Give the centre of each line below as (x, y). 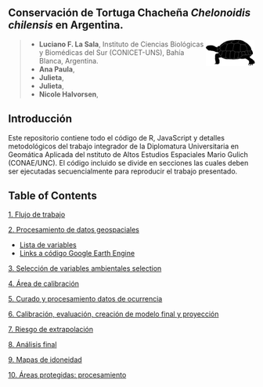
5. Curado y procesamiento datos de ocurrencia (85, 299)
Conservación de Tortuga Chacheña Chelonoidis (130, 13)
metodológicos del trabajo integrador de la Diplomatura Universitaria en (124, 146)
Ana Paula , (57, 69)
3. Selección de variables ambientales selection (85, 268)
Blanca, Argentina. (69, 60)
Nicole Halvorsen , (69, 94)
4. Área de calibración (44, 284)
